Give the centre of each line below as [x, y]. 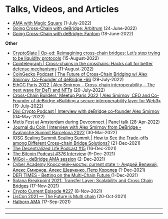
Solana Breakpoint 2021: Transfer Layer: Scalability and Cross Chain [82, 180]
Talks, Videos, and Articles [62, 9]
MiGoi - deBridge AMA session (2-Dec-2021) [59, 159]
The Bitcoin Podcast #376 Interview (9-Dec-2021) [64, 154]
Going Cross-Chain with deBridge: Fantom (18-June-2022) [73, 33]
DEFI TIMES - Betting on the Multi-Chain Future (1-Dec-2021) [75, 175]
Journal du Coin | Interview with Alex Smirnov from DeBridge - [77, 127]
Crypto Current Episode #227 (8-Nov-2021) [57, 191]
